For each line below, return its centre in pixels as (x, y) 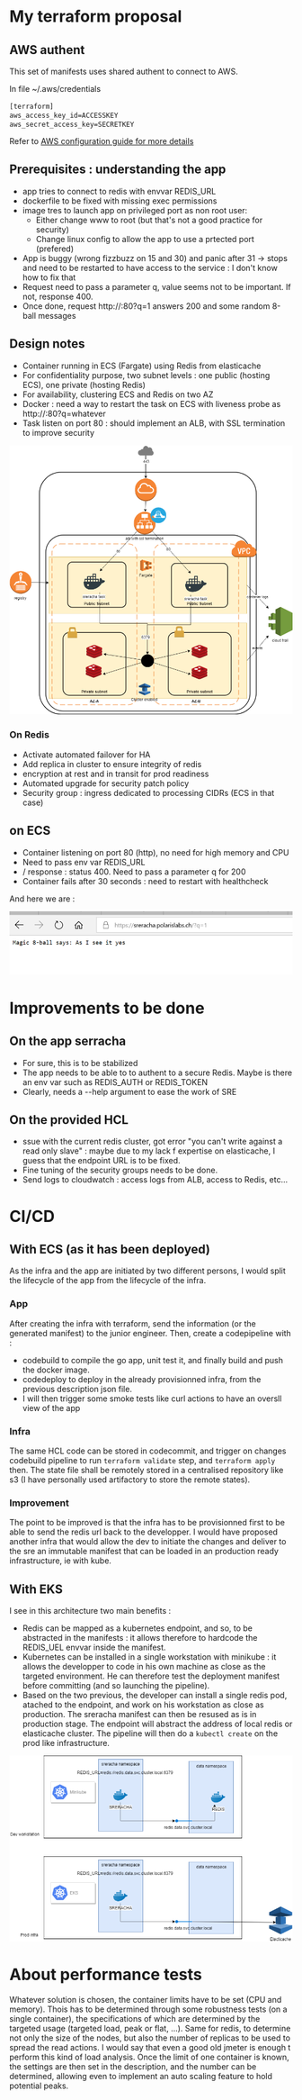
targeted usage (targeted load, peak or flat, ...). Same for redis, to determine (150, 2028)
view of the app (51, 1408)
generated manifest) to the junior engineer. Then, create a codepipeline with (151, 1333)
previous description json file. (77, 1389)
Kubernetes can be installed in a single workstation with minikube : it (149, 1657)
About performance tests (106, 1974)
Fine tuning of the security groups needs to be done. (120, 1170)
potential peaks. (39, 2086)
